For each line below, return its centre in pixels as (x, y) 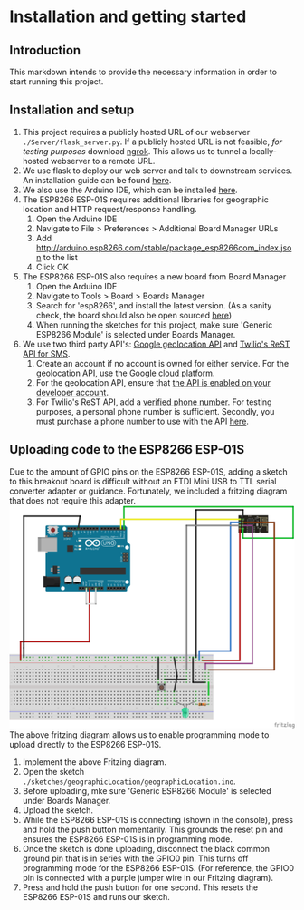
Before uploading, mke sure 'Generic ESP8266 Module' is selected (147, 790)
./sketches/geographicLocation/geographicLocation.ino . (129, 781)
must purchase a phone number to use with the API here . (142, 421)
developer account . (72, 392)
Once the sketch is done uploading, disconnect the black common (146, 848)
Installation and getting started (128, 17)
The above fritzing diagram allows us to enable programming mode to (139, 734)
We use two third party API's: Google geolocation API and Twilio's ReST (156, 344)
